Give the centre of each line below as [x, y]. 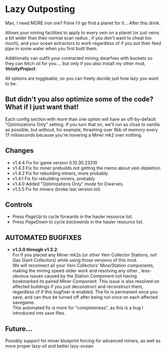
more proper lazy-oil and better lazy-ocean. [50, 346]
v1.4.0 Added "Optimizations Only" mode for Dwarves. [68, 184]
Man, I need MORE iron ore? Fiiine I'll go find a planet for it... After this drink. [83, 23]
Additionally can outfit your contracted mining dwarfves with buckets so [79, 58]
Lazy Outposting [40, 9]
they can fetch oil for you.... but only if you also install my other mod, [75, 63]
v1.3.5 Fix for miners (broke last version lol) [56, 189]
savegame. [24, 303]
